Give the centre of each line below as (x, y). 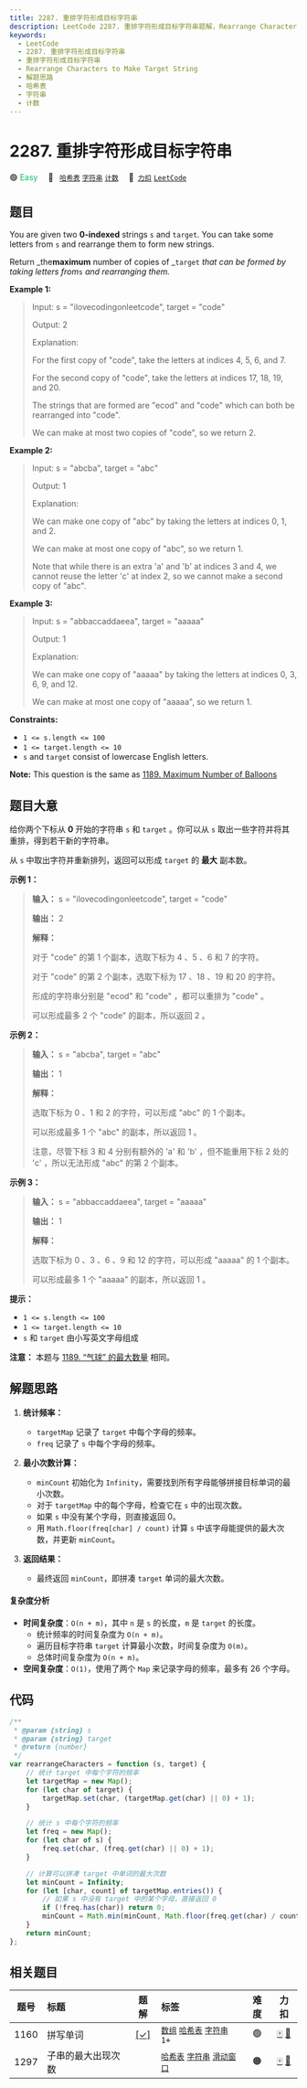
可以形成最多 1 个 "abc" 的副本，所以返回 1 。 (117, 1132)
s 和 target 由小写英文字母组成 (80, 1337)
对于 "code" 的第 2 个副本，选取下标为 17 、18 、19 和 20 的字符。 (156, 976)
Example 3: (31, 603)
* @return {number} (51, 1747)
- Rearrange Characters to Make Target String (108, 69)
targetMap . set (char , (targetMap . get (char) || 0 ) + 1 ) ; (149, 1798)
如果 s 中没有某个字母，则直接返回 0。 (108, 1516)
